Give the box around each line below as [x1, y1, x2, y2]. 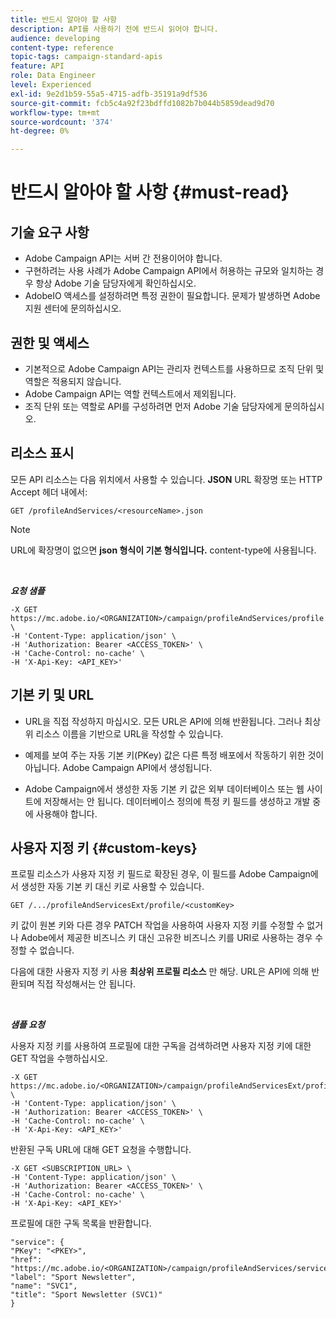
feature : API [10, 61, 65, 71]
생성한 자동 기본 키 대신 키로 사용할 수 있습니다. [20, 881, 205, 893]
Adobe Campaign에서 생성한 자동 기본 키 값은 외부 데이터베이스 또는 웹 [24, 782, 305, 795]
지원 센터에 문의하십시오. [24, 302, 122, 315]
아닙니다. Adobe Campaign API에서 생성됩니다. [24, 761, 213, 773]
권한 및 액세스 [10, 334, 90, 351]
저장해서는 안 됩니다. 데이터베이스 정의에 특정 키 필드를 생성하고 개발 [43, 795, 311, 807]
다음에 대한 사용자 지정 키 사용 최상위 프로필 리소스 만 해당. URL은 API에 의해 [10, 966, 310, 978]
